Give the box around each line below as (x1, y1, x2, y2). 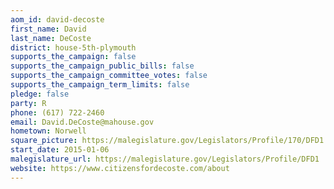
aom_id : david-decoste (10, 14, 105, 25)
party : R (10, 98, 47, 108)
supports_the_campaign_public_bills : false (10, 61, 195, 71)
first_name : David (10, 24, 87, 34)
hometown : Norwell (10, 126, 87, 136)
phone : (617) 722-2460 (10, 107, 105, 118)
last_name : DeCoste (10, 33, 92, 43)
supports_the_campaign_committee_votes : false (10, 71, 208, 81)
